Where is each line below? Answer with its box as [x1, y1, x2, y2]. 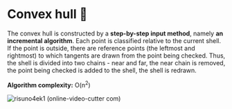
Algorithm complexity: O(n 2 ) [7, 79, 91, 89]
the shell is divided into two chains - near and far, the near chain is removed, [7, 58, 226, 67]
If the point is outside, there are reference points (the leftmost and [7, 44, 195, 52]
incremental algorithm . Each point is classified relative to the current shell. [7, 36, 222, 44]
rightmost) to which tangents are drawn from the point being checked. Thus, [7, 51, 226, 60]
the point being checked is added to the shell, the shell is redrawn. [7, 66, 197, 74]
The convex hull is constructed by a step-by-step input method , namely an [7, 29, 224, 37]
